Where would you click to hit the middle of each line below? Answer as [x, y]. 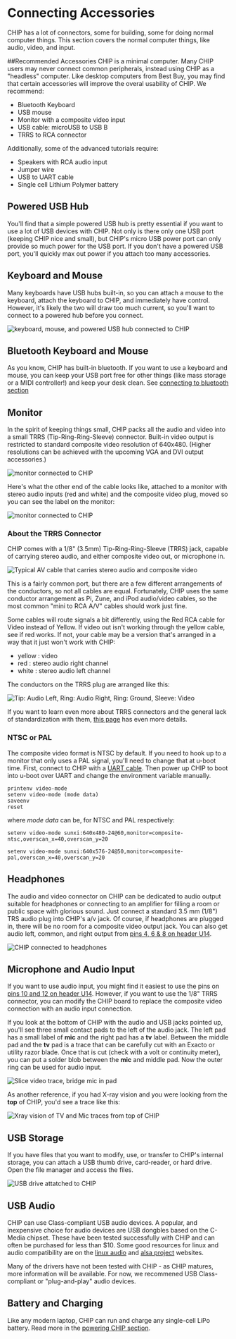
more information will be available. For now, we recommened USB [103, 1274]
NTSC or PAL [30, 738]
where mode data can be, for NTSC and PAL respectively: [91, 820]
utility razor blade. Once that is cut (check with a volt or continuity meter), [114, 1052]
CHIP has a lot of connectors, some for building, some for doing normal [111, 32]
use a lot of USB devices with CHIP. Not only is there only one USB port [111, 231]
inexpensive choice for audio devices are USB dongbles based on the [108, 1230]
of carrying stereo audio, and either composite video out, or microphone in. [116, 556]
